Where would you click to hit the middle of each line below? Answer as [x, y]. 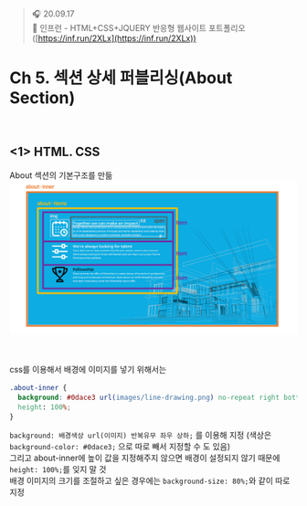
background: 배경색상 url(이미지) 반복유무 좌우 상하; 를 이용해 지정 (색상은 [141, 435]
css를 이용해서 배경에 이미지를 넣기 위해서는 [88, 369]
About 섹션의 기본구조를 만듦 [61, 175]
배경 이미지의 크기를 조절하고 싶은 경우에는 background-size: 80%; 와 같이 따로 [150, 481]
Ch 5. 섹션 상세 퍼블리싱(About [121, 78]
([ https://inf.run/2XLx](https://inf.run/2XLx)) [114, 38]
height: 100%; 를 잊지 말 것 [58, 469]
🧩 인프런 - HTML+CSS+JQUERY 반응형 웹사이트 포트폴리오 [138, 28]
